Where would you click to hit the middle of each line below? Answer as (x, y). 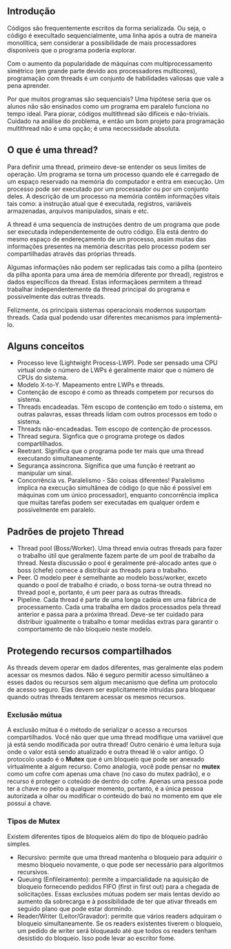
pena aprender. (29, 85)
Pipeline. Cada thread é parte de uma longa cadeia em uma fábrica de (117, 600)
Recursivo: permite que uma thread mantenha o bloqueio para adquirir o (120, 857)
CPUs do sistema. (42, 378)
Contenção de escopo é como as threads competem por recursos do (115, 392)
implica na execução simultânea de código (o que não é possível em (114, 488)
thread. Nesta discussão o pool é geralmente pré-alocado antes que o (117, 563)
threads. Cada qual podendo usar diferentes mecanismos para (96, 317)
